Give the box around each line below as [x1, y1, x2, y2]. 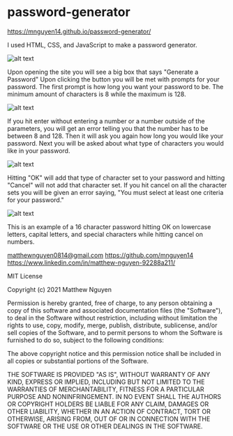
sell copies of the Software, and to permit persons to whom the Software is [7, 328, 223, 336]
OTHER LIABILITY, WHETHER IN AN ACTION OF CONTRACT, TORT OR [7, 407, 211, 415]
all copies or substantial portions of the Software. [7, 357, 149, 365]
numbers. [7, 238, 35, 246]
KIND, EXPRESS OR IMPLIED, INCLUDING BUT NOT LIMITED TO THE [7, 377, 205, 386]
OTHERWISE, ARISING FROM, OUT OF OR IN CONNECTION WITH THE [7, 414, 211, 423]
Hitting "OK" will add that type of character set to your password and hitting [7, 173, 225, 182]
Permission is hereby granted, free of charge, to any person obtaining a [7, 299, 213, 307]
